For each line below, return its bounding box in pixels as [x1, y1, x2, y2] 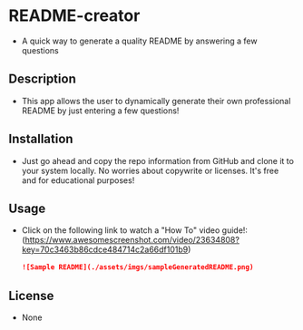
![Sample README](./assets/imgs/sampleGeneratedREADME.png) [21, 263, 254, 272]
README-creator [8, 5, 141, 26]
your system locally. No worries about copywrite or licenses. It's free [21, 165, 279, 176]
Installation [8, 131, 73, 147]
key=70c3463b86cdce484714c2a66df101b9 [21, 244, 189, 255]
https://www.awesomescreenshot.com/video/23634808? [24, 235, 239, 246]
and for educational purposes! [21, 174, 135, 186]
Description [8, 72, 76, 87]
